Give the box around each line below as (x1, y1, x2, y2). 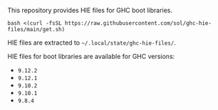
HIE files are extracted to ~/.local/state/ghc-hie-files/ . (7, 38, 176, 47)
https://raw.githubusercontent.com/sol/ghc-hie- (64, 20, 212, 27)
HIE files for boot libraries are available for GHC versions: (7, 53, 175, 60)
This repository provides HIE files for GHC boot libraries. (7, 6, 173, 14)
